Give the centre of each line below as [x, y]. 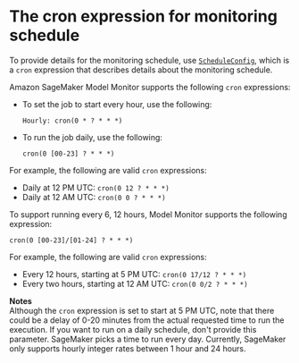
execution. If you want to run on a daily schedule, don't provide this [133, 329]
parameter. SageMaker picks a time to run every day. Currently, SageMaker [148, 339]
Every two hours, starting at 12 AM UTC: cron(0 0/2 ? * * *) [135, 283]
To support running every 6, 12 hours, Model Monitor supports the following [148, 214]
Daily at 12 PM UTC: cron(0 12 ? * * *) [96, 187]
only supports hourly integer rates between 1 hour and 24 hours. [128, 348]
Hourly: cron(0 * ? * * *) [72, 121]
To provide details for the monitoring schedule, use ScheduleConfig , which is [149, 60]
